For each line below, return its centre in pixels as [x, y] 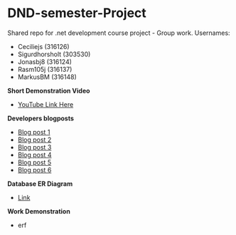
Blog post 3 [34, 147]
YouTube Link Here [45, 104]
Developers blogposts [41, 118]
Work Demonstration [39, 211]
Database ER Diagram [40, 184]
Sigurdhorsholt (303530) [54, 54]
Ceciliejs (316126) [43, 46]
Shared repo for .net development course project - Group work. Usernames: [119, 33]
